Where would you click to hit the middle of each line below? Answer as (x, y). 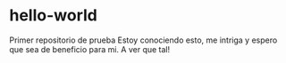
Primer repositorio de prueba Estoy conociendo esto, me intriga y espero (143, 40)
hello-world (54, 16)
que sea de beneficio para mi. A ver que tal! (90, 49)
